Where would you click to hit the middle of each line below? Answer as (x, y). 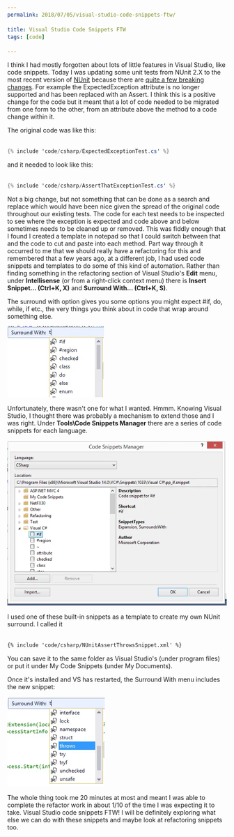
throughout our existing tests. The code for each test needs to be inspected (116, 213)
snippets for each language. (47, 430)
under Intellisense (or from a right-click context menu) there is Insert (107, 280)
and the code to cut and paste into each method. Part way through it (105, 243)
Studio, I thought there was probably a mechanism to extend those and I (111, 416)
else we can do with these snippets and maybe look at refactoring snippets (115, 820)
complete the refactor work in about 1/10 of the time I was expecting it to (111, 805)
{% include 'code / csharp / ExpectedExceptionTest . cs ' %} (88, 151)
